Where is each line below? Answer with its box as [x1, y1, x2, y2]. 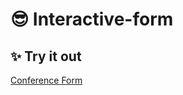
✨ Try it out [10, 48, 82, 65]
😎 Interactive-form [10, 8, 174, 31]
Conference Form [10, 74, 83, 86]
